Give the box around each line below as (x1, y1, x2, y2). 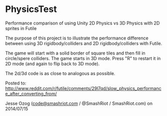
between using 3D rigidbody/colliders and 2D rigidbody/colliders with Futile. (5, 40, 162, 46)
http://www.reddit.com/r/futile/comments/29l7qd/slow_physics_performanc (5, 85, 161, 91)
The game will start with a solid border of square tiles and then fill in (5, 50, 145, 56)
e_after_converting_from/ (5, 90, 57, 96)
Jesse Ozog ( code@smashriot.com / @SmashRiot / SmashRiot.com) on (5, 100, 153, 106)
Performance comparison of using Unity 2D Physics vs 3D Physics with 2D (5, 20, 160, 26)
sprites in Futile (5, 25, 37, 31)
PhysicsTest (5, 3, 57, 15)
